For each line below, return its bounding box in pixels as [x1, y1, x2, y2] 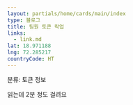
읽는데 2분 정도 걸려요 [7, 90, 68, 98]
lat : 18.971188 [7, 42, 52, 49]
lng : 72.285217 [7, 49, 52, 56]
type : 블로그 [7, 17, 40, 24]
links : [7, 29, 26, 37]
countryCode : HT [7, 56, 54, 63]
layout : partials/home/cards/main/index [7, 10, 127, 17]
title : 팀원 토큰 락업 [7, 23, 65, 30]
